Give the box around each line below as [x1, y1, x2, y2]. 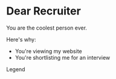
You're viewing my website [14, 47, 83, 55]
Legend [6, 65, 25, 73]
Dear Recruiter [6, 4, 82, 18]
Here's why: [6, 36, 36, 43]
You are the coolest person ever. [6, 24, 88, 31]
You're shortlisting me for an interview [14, 54, 111, 61]
